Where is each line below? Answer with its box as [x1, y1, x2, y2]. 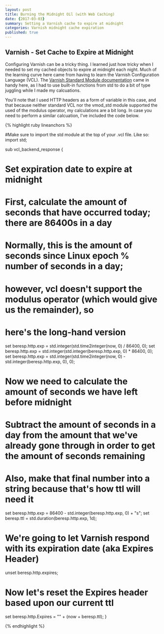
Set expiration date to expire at [5, 164, 132, 174]
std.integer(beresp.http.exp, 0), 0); [5, 358, 75, 364]
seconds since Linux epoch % [5, 250, 130, 261]
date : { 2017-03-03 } [5, 16, 45, 21]
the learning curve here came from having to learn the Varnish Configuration [5, 72, 160, 78]
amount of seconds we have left [5, 386, 138, 397]
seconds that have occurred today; [5, 207, 151, 218]
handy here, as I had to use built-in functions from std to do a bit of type [5, 82, 151, 88]
